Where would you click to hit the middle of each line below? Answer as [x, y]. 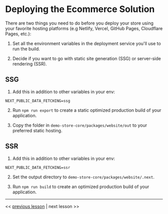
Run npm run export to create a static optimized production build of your [87, 110]
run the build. [26, 49]
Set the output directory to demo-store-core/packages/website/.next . [83, 177]
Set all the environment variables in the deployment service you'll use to [86, 43]
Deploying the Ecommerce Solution [80, 9]
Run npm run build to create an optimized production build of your [81, 186]
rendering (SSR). [29, 64]
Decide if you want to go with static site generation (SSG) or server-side [86, 58]
